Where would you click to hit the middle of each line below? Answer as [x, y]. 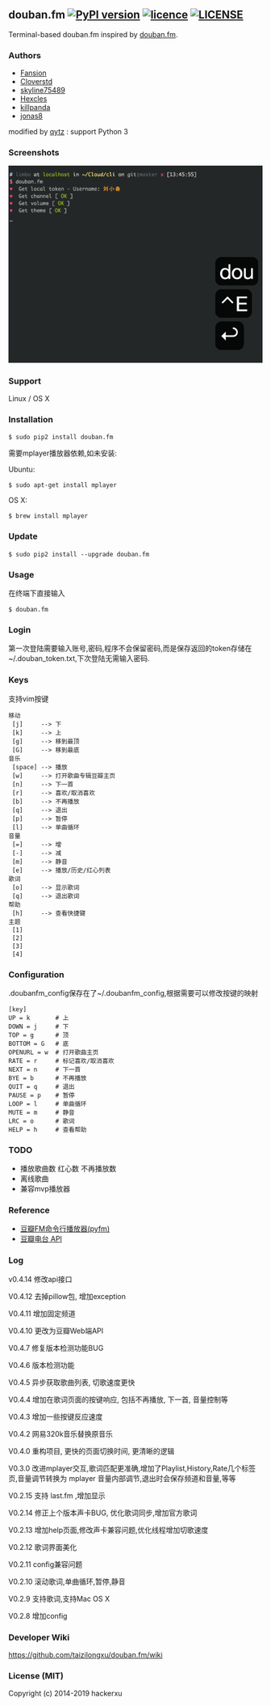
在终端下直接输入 [37, 593]
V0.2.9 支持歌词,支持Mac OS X [59, 1598]
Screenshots [34, 153]
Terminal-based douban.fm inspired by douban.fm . [93, 34]
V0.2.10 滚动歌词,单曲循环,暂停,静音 [67, 1581]
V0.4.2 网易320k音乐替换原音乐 [60, 1433]
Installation [31, 420]
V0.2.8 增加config [38, 1615]
